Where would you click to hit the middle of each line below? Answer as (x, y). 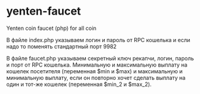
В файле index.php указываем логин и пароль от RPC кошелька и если (98, 40)
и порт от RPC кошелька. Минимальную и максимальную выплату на (97, 65)
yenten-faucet (44, 11)
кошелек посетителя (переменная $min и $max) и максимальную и (95, 71)
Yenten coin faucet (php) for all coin (51, 28)
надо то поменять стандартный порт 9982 (62, 46)
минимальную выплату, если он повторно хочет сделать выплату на (96, 78)
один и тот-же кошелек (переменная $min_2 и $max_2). (79, 84)
